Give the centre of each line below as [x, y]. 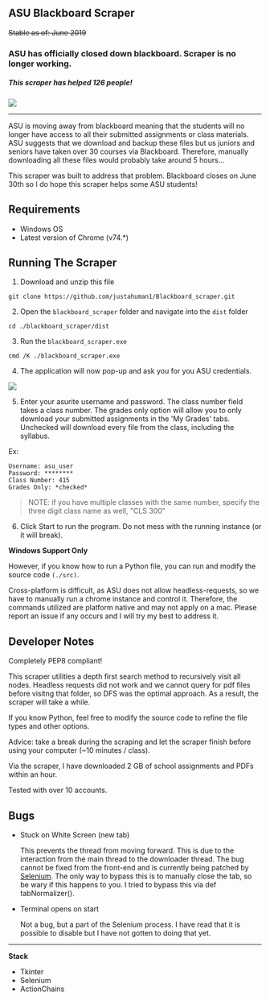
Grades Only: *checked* [48, 488]
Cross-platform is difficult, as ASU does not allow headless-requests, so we [134, 590]
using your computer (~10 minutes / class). [79, 750]
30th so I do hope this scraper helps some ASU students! [103, 184]
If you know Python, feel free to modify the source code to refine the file [128, 718]
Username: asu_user [41, 466]
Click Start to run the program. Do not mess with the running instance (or [141, 527]
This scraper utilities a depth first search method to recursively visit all [125, 676]
